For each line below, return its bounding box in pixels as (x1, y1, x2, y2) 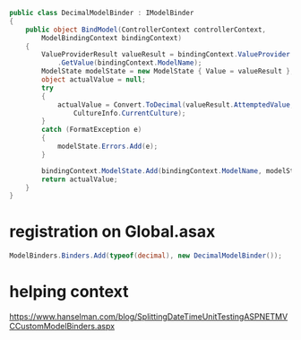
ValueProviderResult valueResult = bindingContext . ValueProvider (41, 50, 291, 59)
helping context (9, 282, 129, 302)
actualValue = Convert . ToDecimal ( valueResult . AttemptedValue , (56, 100, 295, 109)
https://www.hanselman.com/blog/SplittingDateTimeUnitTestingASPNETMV (9, 311, 288, 322)
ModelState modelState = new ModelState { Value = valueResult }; (41, 67, 295, 76)
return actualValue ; (41, 175, 118, 184)
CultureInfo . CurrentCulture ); (73, 109, 186, 118)
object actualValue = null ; (41, 75, 146, 84)
